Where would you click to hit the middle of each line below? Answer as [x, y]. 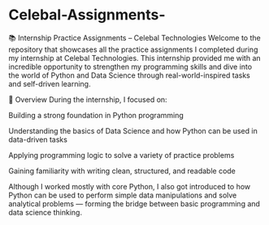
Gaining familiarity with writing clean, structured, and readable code [122, 171]
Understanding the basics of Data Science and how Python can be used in [133, 130]
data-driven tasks [38, 139]
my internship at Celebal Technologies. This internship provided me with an [135, 57]
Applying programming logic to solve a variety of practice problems [121, 155]
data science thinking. [46, 212]
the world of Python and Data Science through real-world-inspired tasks [129, 75]
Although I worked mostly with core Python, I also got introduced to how [130, 186]
